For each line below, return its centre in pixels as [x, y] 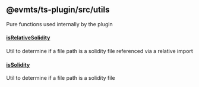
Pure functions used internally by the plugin [59, 24]
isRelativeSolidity [28, 38]
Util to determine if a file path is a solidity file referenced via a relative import [99, 51]
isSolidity [18, 64]
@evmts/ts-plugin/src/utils [58, 10]
